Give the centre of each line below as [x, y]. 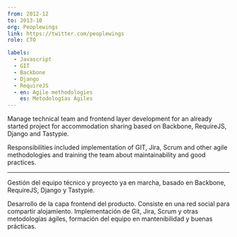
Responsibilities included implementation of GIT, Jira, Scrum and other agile [117, 147]
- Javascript [33, 60]
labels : [19, 53]
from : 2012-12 [28, 14]
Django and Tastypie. [38, 134]
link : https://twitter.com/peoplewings [66, 34]
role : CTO [22, 40]
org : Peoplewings [33, 27]
